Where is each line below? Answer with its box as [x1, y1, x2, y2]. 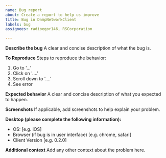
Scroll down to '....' [12, 76, 52, 82]
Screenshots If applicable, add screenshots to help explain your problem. [5, 106, 160, 112]
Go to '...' [12, 65, 32, 71]
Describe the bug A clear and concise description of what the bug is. [5, 45, 151, 51]
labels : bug [5, 21, 31, 27]
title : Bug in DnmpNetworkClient [5, 17, 77, 22]
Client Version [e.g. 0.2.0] [12, 137, 67, 143]
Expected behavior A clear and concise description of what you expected [5, 91, 161, 97]
